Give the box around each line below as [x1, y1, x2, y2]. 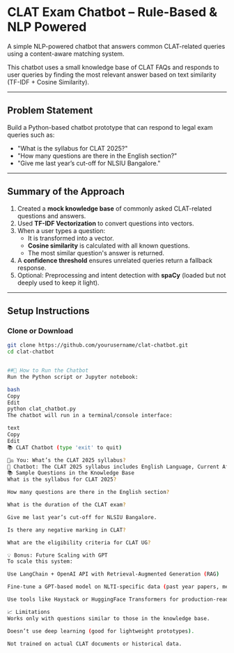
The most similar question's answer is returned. [27, 248, 165, 257]
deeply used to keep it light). [17, 278, 100, 287]
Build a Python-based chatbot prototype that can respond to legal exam [7, 123, 214, 131]
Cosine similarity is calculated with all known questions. [27, 241, 190, 250]
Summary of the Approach [7, 186, 125, 197]
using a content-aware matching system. [7, 50, 125, 58]
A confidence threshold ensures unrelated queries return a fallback [17, 256, 212, 264]
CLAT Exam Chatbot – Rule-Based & [7, 4, 218, 20]
